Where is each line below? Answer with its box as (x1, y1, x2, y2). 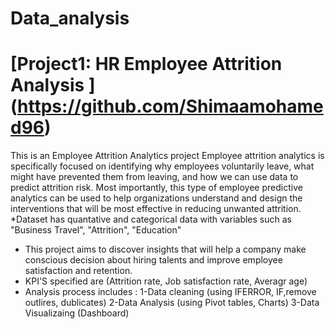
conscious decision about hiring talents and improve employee (24, 254, 283, 266)
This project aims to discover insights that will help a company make (24, 243, 307, 256)
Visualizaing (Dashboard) (24, 307, 130, 319)
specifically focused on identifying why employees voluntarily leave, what (10, 160, 315, 172)
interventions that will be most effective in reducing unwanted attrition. (10, 203, 302, 215)
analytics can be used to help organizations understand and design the (10, 192, 303, 204)
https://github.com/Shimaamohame (17, 95, 324, 118)
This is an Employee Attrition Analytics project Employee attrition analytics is (10, 150, 325, 162)
